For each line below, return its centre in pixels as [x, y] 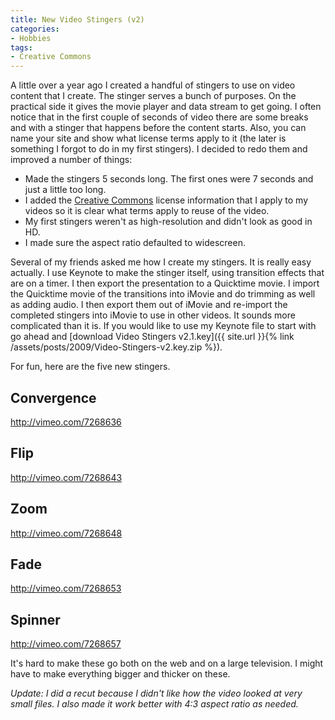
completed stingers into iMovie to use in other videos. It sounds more [153, 315]
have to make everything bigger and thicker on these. [120, 674]
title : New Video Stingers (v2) [77, 19]
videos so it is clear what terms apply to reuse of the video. [147, 211]
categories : [35, 29]
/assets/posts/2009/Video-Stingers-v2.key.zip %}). [116, 347]
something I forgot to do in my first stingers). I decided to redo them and [159, 149]
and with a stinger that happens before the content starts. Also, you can [158, 128]
